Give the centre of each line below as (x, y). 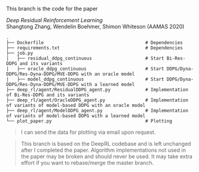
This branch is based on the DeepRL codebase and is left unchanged (106, 144)
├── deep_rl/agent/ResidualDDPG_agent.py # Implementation (97, 90)
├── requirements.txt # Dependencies (95, 48)
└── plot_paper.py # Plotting (89, 121)
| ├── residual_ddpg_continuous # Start (85, 59)
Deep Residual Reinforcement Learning (54, 20)
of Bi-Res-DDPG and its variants (48, 95)
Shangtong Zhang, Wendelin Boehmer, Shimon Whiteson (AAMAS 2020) (95, 27)
